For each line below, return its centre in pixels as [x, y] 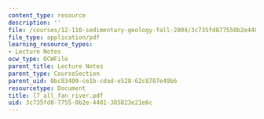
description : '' [35, 23]
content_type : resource [47, 15]
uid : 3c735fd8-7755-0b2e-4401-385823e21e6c [81, 103]
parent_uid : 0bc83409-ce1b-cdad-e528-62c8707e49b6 [93, 81]
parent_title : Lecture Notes [56, 67]
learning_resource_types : [50, 45]
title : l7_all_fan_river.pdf [56, 96]
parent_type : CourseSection [54, 74]
